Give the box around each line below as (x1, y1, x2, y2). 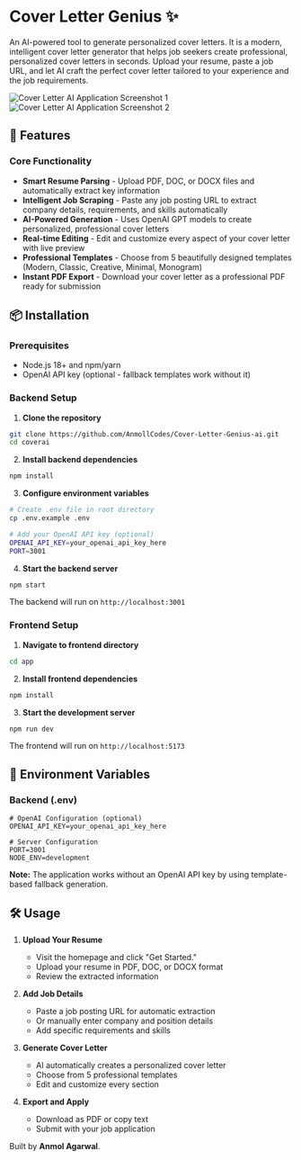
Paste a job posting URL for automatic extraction (35, 1005, 216, 1016)
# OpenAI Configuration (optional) (9, 814, 143, 823)
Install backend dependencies (22, 454, 137, 465)
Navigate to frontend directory (22, 639, 139, 650)
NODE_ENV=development (9, 853, 91, 863)
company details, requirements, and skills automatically (22, 204, 228, 215)
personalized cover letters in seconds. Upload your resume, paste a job (9, 56, 274, 67)
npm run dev (9, 724, 54, 733)
